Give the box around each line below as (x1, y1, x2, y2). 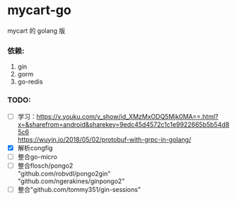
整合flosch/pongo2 (17, 161, 74, 170)
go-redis (17, 77, 43, 86)
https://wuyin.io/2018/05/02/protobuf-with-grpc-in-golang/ (17, 135, 192, 144)
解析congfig (17, 144, 53, 152)
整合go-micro (17, 152, 58, 161)
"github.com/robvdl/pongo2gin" (17, 169, 111, 178)
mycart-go (7, 2, 72, 18)
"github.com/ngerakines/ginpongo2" (17, 176, 125, 185)
